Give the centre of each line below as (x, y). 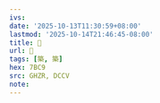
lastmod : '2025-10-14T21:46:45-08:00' (81, 34)
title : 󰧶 (25, 43)
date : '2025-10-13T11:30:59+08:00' (76, 26)
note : (19, 84)
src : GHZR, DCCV (39, 76)
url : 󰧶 (21, 51)
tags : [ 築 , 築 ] (36, 59)
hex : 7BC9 (28, 68)
